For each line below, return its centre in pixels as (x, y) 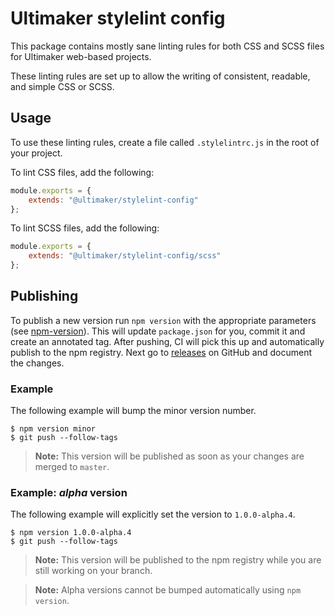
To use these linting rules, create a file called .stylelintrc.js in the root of (165, 142)
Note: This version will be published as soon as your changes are (169, 456)
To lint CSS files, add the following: (82, 172)
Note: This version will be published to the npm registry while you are (178, 560)
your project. (36, 153)
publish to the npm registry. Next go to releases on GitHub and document (161, 352)
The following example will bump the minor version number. (133, 411)
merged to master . (72, 467)
